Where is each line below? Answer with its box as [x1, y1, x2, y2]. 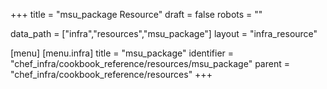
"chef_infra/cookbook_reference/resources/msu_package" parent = [10, 58, 290, 69]
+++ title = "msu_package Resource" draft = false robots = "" [10, 9, 263, 20]
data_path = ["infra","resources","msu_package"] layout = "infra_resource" [10, 28, 318, 39]
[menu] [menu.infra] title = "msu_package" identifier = [10, 47, 235, 59]
